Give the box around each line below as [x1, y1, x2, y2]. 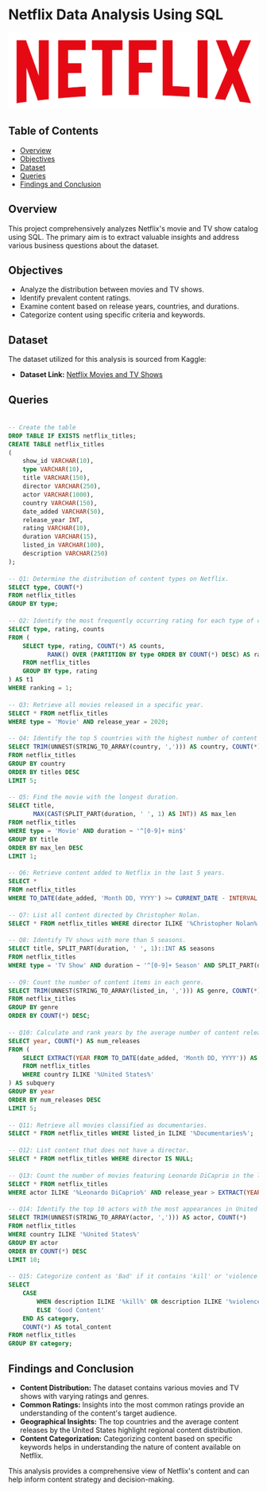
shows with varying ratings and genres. [19, 1392, 149, 1400]
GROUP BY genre [8, 1003, 59, 1011]
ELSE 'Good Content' [37, 1305, 105, 1314]
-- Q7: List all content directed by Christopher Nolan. [8, 911, 201, 919]
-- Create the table [8, 423, 77, 431]
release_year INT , [22, 516, 83, 524]
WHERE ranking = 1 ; [8, 684, 73, 693]
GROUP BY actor [8, 1239, 59, 1247]
